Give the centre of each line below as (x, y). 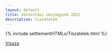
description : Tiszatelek (31, 19)
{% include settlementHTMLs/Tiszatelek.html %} (56, 34)
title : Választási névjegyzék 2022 (43, 15)
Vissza (12, 43)
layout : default (22, 10)
